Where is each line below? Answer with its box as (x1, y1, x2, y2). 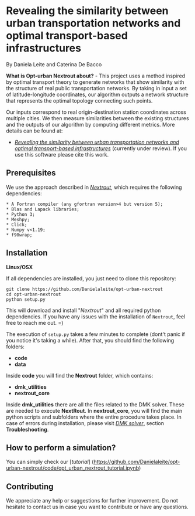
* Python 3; (6, 211, 35, 218)
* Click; (6, 222, 27, 228)
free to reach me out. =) (6, 319, 64, 326)
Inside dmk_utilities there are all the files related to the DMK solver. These (6, 400, 185, 408)
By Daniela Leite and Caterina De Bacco (6, 60, 102, 68)
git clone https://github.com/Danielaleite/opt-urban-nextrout (6, 286, 163, 292)
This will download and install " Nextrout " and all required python (6, 307, 161, 314)
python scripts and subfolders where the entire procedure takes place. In (6, 413, 182, 420)
